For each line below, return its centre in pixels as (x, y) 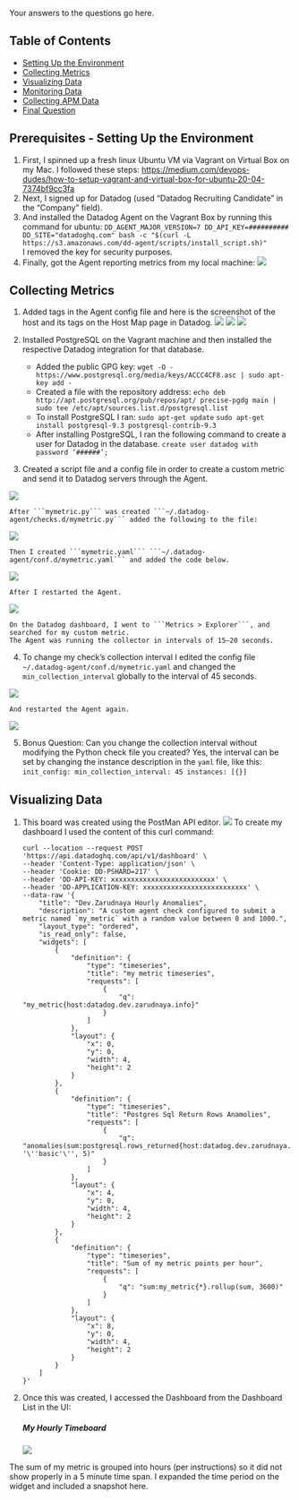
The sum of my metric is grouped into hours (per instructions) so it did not (146, 1467)
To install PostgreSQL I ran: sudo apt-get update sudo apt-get (150, 417)
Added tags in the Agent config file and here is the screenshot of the (149, 312)
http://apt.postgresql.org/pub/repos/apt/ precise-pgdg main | (156, 401)
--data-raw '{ (48, 896)
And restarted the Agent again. (69, 710)
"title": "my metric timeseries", (151, 974)
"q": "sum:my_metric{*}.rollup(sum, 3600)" (201, 1287)
